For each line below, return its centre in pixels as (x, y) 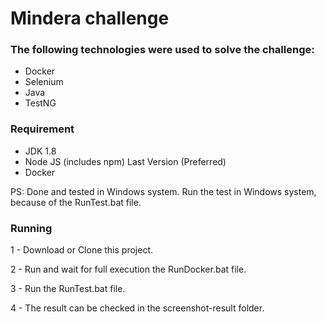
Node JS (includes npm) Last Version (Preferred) (125, 161)
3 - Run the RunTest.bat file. (68, 289)
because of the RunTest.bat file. (76, 202)
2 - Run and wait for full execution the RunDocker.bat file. (128, 269)
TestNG (40, 103)
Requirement (42, 129)
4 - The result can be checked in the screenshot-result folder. (137, 308)
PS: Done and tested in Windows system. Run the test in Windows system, (163, 191)
